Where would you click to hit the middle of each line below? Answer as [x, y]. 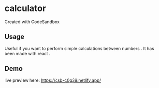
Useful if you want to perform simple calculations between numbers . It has [79, 48]
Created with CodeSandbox [32, 22]
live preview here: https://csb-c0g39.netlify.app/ [53, 80]
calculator [25, 8]
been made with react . [28, 53]
